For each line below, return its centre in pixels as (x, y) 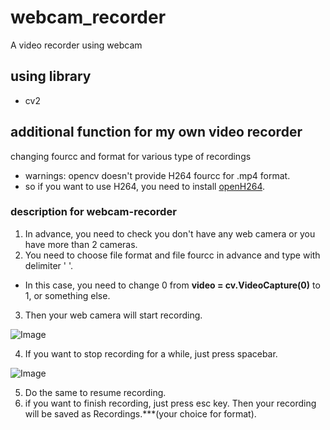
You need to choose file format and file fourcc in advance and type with (172, 255)
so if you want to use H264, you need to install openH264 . (145, 186)
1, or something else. (67, 295)
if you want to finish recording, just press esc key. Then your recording (170, 403)
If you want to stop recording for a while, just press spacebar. (151, 353)
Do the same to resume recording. (95, 392)
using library (51, 76)
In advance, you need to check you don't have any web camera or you (170, 233)
